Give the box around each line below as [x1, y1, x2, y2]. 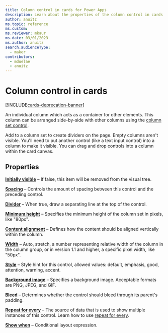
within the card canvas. [5, 148, 54, 154]
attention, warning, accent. [5, 267, 61, 273]
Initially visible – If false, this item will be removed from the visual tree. [5, 176, 152, 182]
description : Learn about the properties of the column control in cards [5, 12, 163, 17]
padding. [5, 297, 24, 303]
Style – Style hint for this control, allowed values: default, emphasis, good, [5, 261, 159, 268]
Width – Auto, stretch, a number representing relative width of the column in [5, 241, 163, 247]
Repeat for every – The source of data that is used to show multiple [5, 307, 146, 313]
